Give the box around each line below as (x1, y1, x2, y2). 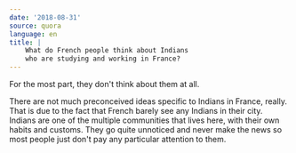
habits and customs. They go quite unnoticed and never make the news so (9, 125, 283, 134)
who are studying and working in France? (25, 54, 180, 63)
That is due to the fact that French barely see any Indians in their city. (9, 106, 263, 116)
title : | (9, 37, 42, 47)
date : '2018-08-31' (9, 12, 82, 22)
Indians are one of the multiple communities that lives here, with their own (9, 115, 280, 125)
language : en (9, 29, 58, 38)
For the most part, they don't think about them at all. (9, 79, 200, 89)
